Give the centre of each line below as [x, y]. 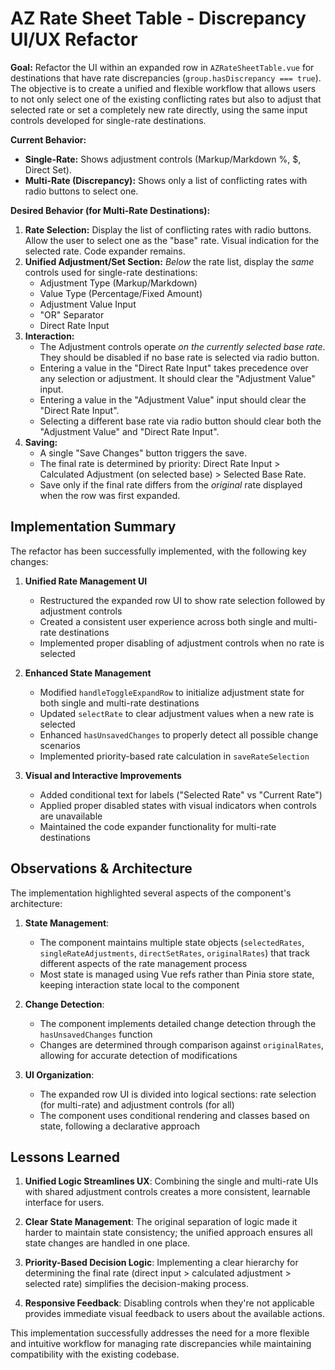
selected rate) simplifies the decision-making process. [137, 1284]
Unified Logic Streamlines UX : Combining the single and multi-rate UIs [171, 1181]
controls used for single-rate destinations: [111, 272]
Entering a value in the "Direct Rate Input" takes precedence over [174, 368]
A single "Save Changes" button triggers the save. [143, 453]
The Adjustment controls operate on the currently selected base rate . [182, 346]
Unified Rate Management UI [86, 581]
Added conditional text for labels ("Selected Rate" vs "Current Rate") [181, 794]
